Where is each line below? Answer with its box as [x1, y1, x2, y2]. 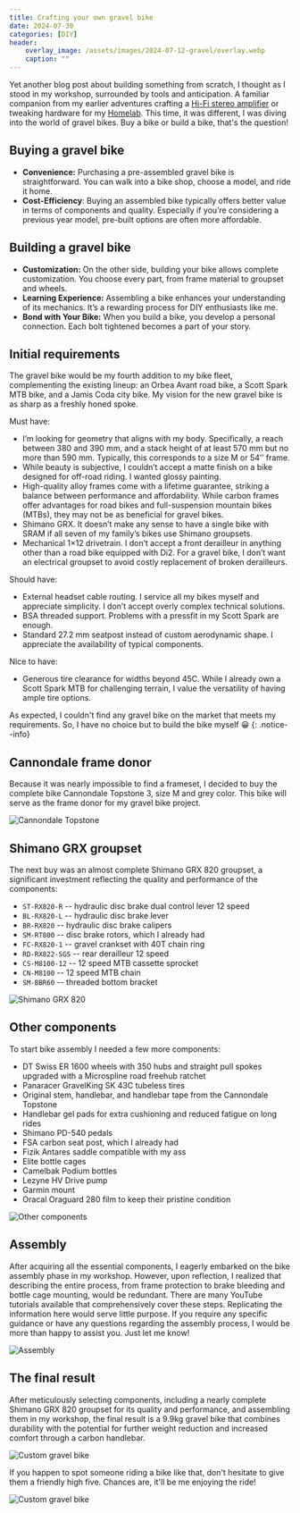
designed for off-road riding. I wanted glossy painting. [21, 471, 221, 483]
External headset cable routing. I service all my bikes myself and [21, 592, 260, 602]
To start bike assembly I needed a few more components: [9, 1043, 221, 1055]
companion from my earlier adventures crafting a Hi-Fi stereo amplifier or [9, 98, 279, 108]
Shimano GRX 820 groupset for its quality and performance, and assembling [9, 1404, 290, 1415]
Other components [9, 1020, 117, 1035]
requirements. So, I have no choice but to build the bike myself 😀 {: [9, 719, 257, 730]
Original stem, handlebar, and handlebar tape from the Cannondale [21, 1089, 269, 1100]
